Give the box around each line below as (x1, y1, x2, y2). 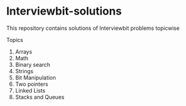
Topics (6, 36, 23, 43)
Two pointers (15, 80, 49, 88)
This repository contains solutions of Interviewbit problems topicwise (6, 24, 180, 32)
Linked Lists (15, 87, 46, 94)
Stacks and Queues (15, 93, 65, 101)
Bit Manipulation (15, 74, 56, 81)
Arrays (15, 48, 32, 55)
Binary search (15, 61, 51, 68)
